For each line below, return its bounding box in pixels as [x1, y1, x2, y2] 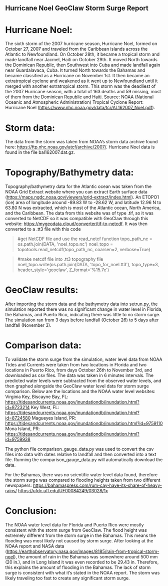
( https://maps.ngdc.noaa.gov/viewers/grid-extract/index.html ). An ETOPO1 [5, 194, 159, 200]
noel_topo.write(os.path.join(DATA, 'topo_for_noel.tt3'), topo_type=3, [17, 262, 159, 268]
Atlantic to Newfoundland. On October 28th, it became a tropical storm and [5, 51, 160, 57]
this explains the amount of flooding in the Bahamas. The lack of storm [5, 564, 151, 570]
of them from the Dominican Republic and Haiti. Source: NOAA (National [5, 94, 154, 100]
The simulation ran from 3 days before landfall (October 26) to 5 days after [5, 317, 159, 323]
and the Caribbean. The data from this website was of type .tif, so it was [5, 210, 154, 216]
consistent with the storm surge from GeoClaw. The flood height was [5, 527, 147, 533]
